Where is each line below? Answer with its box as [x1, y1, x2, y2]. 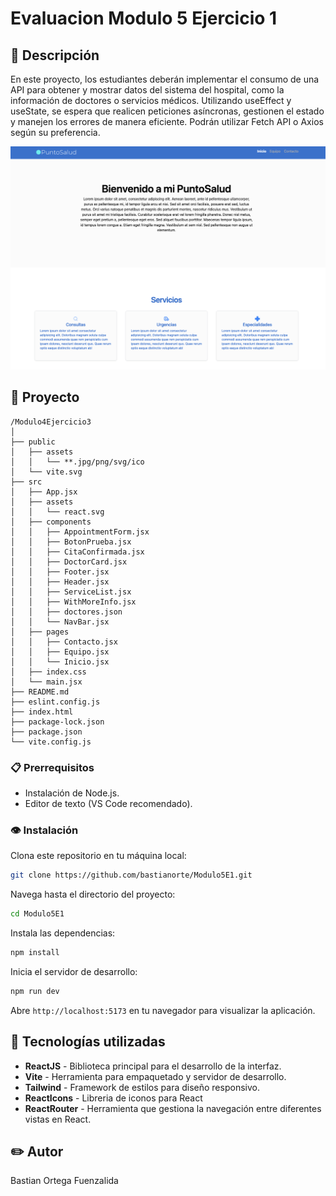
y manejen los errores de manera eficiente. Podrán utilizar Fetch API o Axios [10, 116, 324, 127]
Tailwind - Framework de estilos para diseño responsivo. [24, 1081, 260, 1093]
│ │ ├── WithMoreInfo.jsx [10, 597, 137, 607]
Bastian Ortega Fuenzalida [10, 1175, 119, 1187]
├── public [10, 437, 56, 447]
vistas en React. [24, 1113, 92, 1125]
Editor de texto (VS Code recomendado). [24, 797, 193, 809]
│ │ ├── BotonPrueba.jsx [10, 537, 132, 547]
